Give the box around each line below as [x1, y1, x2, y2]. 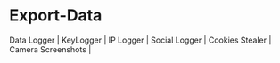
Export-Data [9, 5, 103, 26]
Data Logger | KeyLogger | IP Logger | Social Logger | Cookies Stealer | [9, 35, 272, 45]
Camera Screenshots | [9, 43, 92, 54]
